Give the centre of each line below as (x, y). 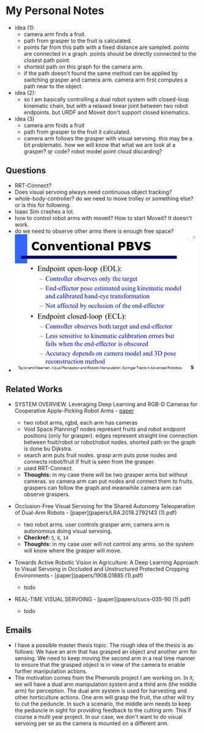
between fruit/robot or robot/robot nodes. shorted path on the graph (110, 442)
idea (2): (25, 93)
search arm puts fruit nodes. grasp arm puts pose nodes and (100, 455)
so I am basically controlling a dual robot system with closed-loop (106, 99)
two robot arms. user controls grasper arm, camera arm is (97, 524)
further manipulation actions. (51, 671)
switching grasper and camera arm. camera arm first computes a (105, 80)
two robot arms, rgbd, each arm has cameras (81, 422)
